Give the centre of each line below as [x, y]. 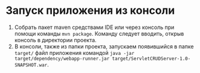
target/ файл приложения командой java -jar [74, 52]
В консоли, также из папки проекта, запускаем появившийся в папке [104, 46]
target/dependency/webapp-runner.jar [62, 59]
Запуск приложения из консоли [90, 11]
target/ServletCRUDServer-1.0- [151, 59]
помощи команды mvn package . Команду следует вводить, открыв [99, 33]
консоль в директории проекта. [56, 40]
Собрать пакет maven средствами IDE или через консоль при [94, 27]
